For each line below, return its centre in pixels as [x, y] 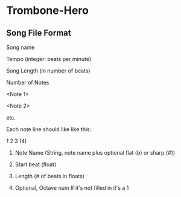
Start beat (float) [36, 164]
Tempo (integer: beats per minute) [49, 59]
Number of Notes [28, 82]
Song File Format [39, 33]
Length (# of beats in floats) [49, 176]
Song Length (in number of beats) [48, 71]
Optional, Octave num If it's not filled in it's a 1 [72, 188]
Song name [21, 47]
